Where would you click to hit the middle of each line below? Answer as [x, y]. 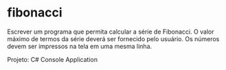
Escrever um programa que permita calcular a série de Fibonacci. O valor [111, 32]
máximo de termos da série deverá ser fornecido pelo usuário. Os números [113, 38]
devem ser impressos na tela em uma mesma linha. [80, 46]
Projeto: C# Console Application [53, 59]
